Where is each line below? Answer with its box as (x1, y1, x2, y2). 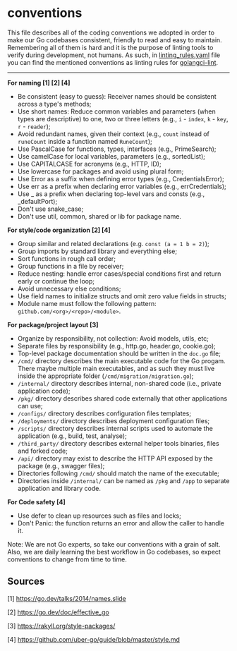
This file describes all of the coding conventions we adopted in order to (7, 28, 215, 37)
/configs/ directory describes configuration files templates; (17, 409, 192, 418)
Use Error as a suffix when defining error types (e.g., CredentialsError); (17, 174, 224, 183)
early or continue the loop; (17, 276, 95, 285)
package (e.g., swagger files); (17, 461, 105, 470)
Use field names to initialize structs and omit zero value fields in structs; (17, 291, 227, 300)
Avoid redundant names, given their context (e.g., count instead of (17, 129, 210, 138)
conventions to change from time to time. (7, 555, 127, 564)
